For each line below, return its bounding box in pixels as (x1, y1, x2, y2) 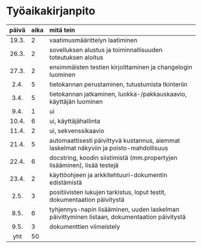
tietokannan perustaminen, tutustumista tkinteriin (49, 80, 188, 88)
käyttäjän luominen (49, 97, 103, 105)
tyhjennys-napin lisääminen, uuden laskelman (49, 205, 180, 213)
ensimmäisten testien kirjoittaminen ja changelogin (49, 63, 192, 71)
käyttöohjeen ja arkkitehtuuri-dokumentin (49, 171, 168, 179)
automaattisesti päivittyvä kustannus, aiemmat (49, 136, 180, 144)
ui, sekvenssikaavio (49, 126, 105, 135)
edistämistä (49, 178, 82, 186)
